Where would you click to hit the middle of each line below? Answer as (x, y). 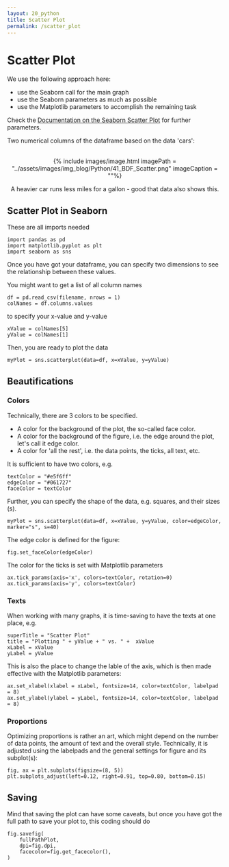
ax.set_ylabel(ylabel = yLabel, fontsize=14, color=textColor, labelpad (113, 698)
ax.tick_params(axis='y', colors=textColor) (71, 583)
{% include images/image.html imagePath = (115, 161)
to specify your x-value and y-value (57, 317)
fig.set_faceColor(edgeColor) (50, 552)
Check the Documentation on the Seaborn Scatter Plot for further (99, 120)
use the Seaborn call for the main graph (73, 93)
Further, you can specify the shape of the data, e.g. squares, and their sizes (113, 501)
